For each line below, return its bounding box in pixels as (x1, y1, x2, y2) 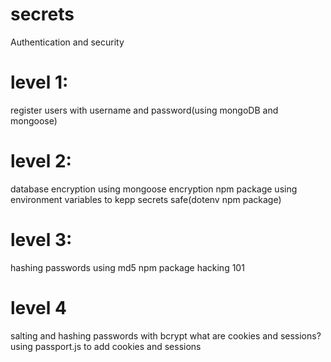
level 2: (10, 150, 72, 173)
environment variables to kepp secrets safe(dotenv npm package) (10, 193, 282, 205)
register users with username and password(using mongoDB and (10, 104, 279, 116)
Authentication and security (10, 36, 125, 48)
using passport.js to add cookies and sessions (10, 340, 202, 352)
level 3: (10, 229, 73, 251)
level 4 (10, 296, 67, 319)
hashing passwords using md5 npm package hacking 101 (10, 261, 245, 273)
